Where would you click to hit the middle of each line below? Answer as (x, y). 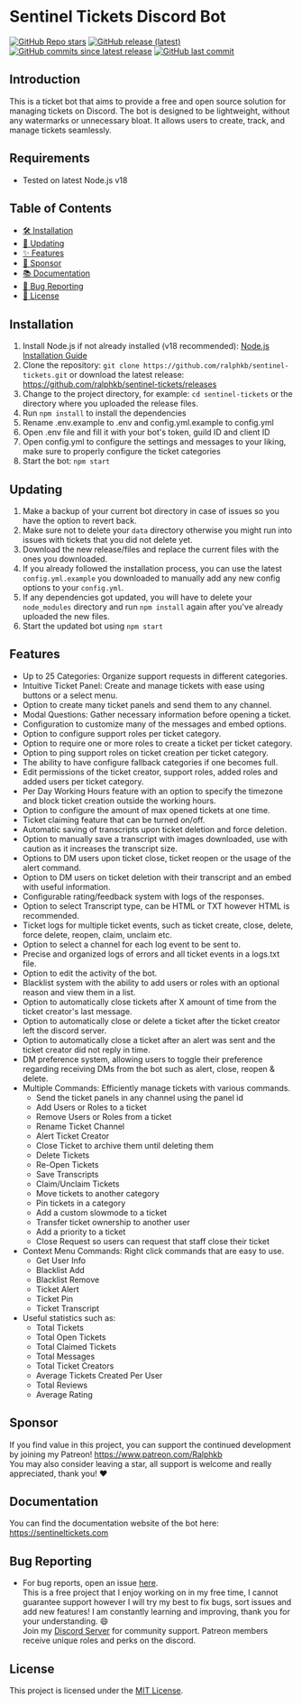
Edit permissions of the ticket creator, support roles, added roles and (150, 772)
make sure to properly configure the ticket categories (121, 452)
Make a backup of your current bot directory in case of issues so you (151, 511)
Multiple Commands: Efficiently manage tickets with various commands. (156, 1087)
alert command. (51, 867)
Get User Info (61, 1260)
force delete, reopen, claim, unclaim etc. (97, 934)
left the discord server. (64, 1031)
